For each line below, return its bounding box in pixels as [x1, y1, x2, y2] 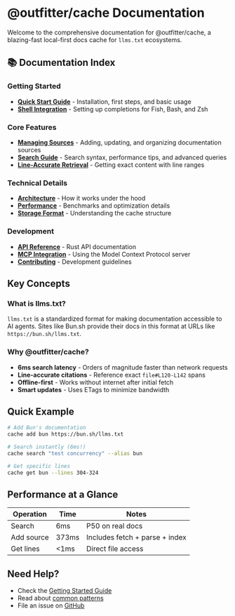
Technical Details [7, 178, 68, 187]
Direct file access [86, 544, 144, 554]
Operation [13, 509, 48, 519]
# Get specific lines [7, 462, 71, 469]
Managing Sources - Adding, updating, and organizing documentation [17, 138, 222, 147]
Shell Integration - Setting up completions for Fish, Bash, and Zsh [17, 105, 208, 113]
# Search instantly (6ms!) [7, 443, 86, 450]
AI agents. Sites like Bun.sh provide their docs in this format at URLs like [7, 322, 215, 330]
